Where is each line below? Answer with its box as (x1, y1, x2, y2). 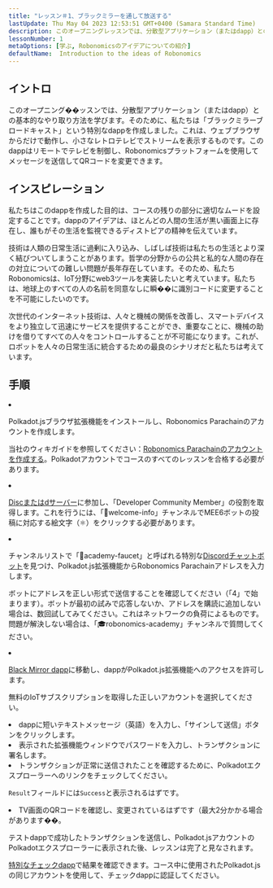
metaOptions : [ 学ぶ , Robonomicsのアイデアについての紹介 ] (8, 42, 191, 50)
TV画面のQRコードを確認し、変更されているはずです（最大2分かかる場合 (19, 805, 263, 815)
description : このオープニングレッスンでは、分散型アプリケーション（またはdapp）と (8, 27, 264, 35)
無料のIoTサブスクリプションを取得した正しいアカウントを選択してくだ (8, 693, 246, 702)
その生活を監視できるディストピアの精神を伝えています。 (50, 225, 242, 235)
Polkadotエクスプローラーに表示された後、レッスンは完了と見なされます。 (8, 843, 258, 853)
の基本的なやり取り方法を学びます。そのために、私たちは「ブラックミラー (8, 115, 257, 125)
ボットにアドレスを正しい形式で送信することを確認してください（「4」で (8, 588, 252, 598)
